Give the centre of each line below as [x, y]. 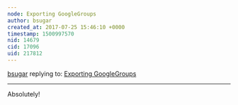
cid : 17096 [23, 47]
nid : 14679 [23, 40]
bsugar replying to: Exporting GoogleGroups [72, 73]
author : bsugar [30, 21]
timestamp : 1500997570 [41, 34]
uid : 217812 [25, 54]
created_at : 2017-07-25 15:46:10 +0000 [66, 27]
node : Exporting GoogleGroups [52, 14]
